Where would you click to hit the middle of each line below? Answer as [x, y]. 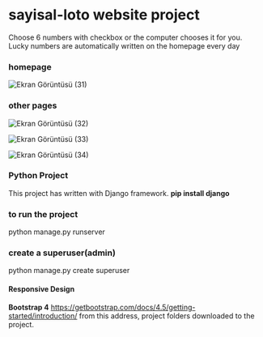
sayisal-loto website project [104, 15]
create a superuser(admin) [62, 253]
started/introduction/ [43, 316]
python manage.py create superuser [69, 271]
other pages [33, 105]
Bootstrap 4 [29, 307]
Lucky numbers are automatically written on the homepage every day [124, 45]
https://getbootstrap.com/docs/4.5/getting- [123, 307]
